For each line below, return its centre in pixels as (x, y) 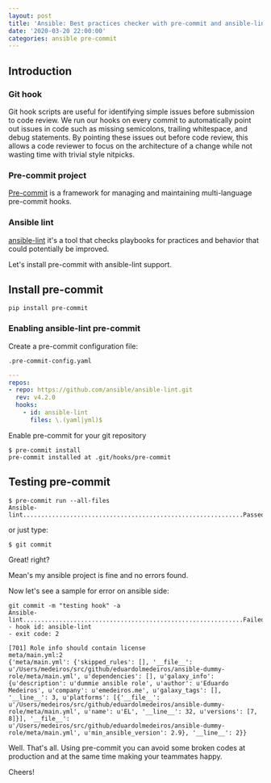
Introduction (40, 71)
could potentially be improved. (59, 249)
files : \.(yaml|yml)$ (66, 420)
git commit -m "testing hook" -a (65, 605)
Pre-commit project (48, 175)
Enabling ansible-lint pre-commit (75, 329)
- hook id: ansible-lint (50, 626)
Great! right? (29, 559)
